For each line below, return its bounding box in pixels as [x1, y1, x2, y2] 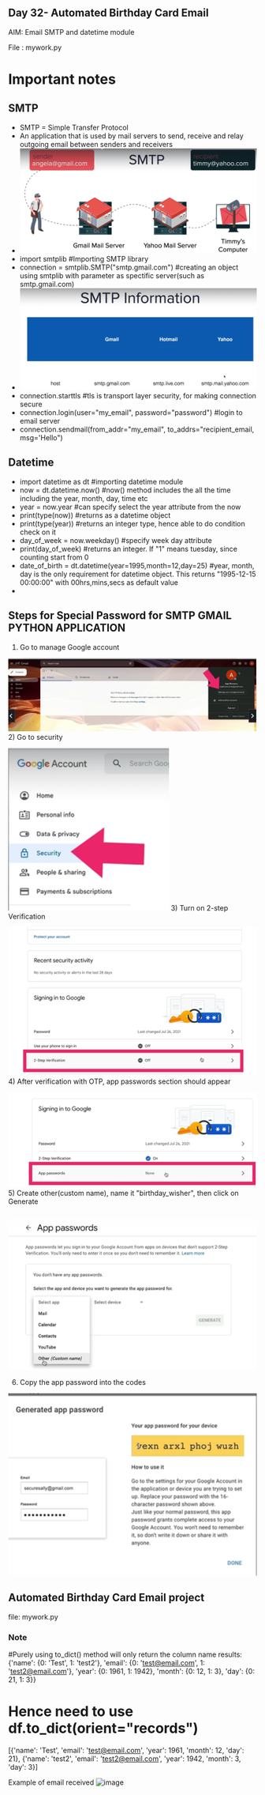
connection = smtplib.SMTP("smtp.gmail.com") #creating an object [19, 262, 239, 272]
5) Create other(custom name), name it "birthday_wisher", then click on [8, 1188, 239, 1197]
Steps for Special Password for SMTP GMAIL [8, 609, 233, 623]
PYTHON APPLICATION [8, 621, 126, 635]
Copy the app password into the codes [19, 1378, 146, 1387]
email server [19, 417, 61, 426]
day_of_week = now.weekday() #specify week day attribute [19, 535, 213, 545]
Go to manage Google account [19, 642, 120, 651]
